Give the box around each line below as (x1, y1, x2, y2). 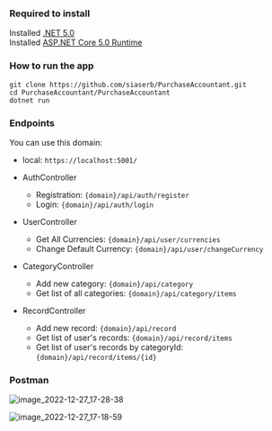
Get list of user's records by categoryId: (35, 341, 184, 353)
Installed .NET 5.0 (9, 28, 75, 39)
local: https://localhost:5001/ (22, 154, 137, 165)
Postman (9, 373, 49, 386)
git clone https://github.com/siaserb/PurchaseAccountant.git (9, 80, 247, 89)
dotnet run (9, 95, 50, 105)
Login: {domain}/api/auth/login (35, 199, 154, 210)
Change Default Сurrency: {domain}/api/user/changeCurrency (35, 243, 264, 254)
